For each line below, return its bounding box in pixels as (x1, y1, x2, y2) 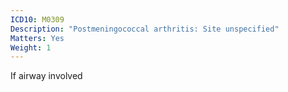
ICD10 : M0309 (10, 14, 65, 25)
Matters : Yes (10, 33, 65, 43)
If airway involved (10, 70, 83, 82)
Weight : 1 (10, 42, 52, 53)
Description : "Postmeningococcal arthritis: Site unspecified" (10, 24, 280, 34)
